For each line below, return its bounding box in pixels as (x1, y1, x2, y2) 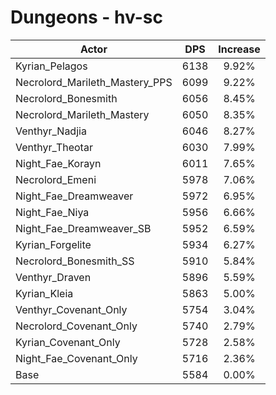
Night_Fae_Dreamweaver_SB (15, 221, 152, 235)
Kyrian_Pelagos (15, 59, 88, 73)
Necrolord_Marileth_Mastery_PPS (15, 75, 173, 89)
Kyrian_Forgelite (15, 237, 92, 251)
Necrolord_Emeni (15, 172, 97, 186)
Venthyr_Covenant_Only (15, 302, 128, 316)
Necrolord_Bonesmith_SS (15, 254, 135, 268)
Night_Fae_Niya (15, 205, 90, 219)
